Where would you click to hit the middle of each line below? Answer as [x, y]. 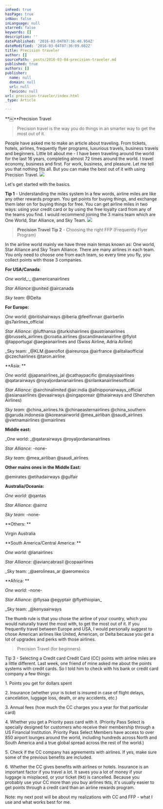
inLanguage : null [23, 23]
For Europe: [17, 307]
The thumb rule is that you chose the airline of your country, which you [76, 619]
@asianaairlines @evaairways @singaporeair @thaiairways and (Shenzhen [80, 395]
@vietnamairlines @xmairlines [35, 420]
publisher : [16, 73]
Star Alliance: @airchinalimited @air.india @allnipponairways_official [73, 390]
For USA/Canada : [23, 269]
